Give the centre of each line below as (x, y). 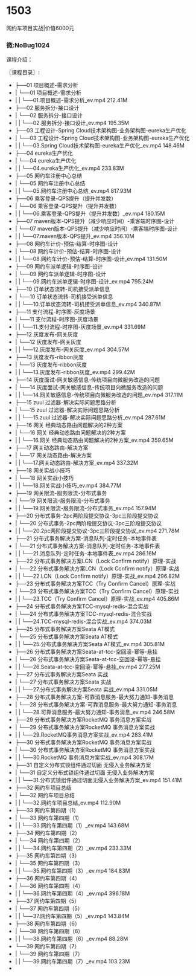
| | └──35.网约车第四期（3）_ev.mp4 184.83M (72, 871)
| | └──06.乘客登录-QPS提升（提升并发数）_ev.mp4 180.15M (90, 214)
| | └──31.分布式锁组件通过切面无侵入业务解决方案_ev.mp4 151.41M (98, 780)
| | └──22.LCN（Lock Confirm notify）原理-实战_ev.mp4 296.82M (97, 576)
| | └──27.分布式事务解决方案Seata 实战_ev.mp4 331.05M (86, 690)
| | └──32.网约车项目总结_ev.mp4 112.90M (68, 803)
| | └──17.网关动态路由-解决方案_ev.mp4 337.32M (77, 463)
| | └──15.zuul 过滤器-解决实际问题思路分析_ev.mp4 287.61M (90, 418)
